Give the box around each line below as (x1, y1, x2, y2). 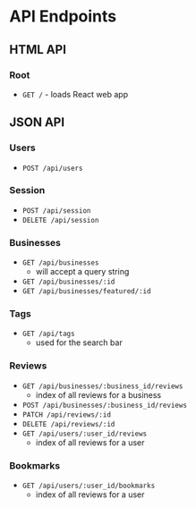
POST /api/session (21, 206, 91, 215)
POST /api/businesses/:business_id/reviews (21, 401, 188, 410)
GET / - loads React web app (21, 89, 128, 99)
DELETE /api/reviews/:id (21, 419, 115, 428)
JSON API (9, 114, 65, 131)
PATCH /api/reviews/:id (21, 410, 112, 419)
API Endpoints (9, 6, 117, 27)
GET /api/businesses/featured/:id (21, 287, 151, 296)
